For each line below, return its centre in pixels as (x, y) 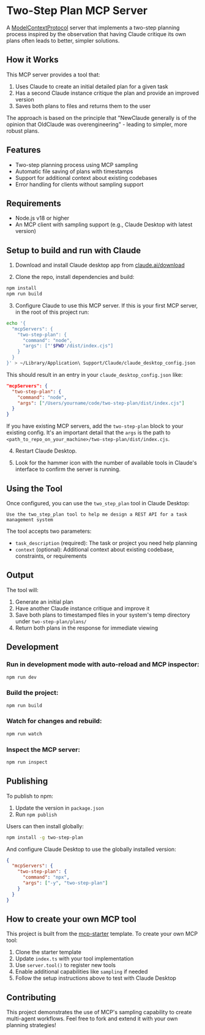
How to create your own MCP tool (71, 919)
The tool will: (22, 590)
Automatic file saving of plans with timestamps (74, 171)
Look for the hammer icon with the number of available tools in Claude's (106, 463)
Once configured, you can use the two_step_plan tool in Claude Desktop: (98, 503)
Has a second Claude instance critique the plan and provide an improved (107, 93)
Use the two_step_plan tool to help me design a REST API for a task (97, 514)
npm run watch (24, 734)
